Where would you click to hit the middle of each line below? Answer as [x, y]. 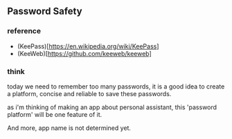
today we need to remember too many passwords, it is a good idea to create [116, 86]
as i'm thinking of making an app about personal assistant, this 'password [112, 107]
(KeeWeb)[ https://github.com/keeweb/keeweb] [84, 53]
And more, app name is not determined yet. [69, 128]
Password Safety [45, 11]
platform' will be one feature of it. [55, 114]
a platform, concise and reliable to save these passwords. [89, 93]
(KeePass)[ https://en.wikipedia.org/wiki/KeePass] [88, 46]
